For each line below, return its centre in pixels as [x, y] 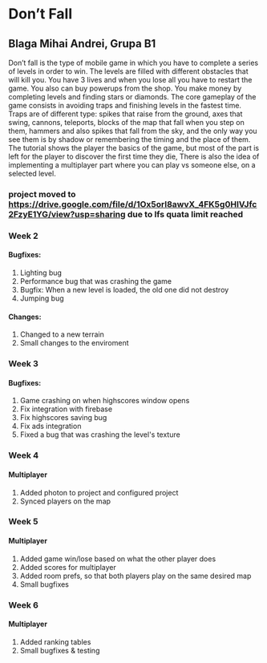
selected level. [32, 174]
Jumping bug [42, 298]
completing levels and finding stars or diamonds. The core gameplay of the [132, 97]
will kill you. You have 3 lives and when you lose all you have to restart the [130, 80]
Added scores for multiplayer [68, 567]
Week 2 [23, 236]
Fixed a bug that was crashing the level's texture [100, 435]
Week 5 [23, 522]
